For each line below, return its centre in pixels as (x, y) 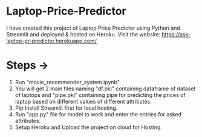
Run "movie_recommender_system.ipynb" (67, 82)
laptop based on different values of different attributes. (83, 101)
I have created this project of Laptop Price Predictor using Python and (93, 28)
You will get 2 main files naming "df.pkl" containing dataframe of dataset (105, 89)
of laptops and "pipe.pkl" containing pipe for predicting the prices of (100, 95)
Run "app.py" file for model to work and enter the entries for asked (98, 114)
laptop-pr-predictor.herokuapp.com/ (51, 41)
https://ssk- (176, 34)
